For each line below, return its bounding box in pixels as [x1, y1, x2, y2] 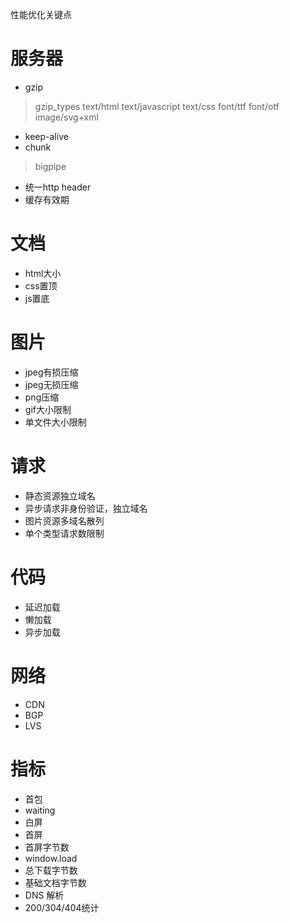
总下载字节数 [24, 864, 78, 876]
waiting [24, 804, 56, 816]
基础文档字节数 [24, 876, 87, 888]
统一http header [24, 181, 92, 193]
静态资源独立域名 [24, 489, 96, 502]
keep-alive [24, 130, 69, 142]
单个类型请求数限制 [24, 527, 105, 539]
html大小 [24, 267, 62, 279]
